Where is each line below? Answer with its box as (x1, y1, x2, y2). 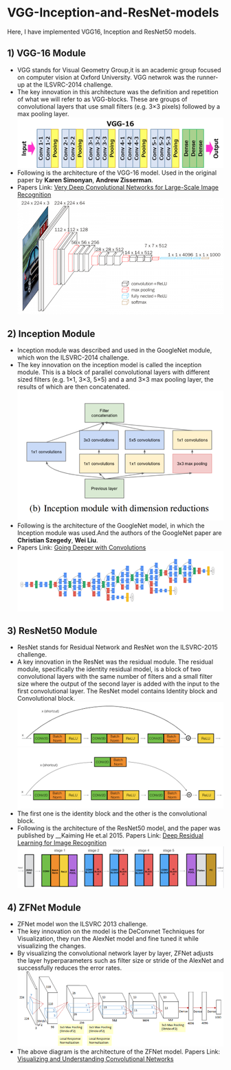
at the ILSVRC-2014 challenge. (26, 80, 113, 89)
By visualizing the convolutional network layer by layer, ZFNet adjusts (16, 949, 214, 957)
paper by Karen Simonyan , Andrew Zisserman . (16, 175, 153, 184)
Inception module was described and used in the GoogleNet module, (16, 346, 212, 355)
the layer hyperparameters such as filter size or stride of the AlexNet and (16, 957, 224, 965)
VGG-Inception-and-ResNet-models (7, 5, 219, 21)
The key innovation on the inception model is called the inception (16, 361, 201, 369)
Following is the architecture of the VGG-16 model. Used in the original (16, 168, 217, 177)
